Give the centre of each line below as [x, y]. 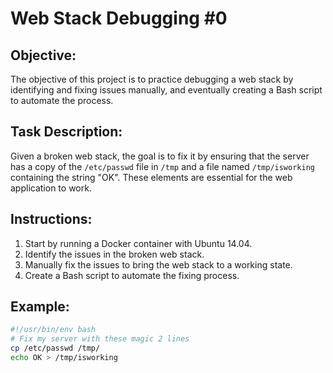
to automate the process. [62, 100]
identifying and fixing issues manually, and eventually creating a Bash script [166, 90]
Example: [40, 307]
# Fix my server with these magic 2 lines [100, 339]
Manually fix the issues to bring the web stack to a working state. [158, 264]
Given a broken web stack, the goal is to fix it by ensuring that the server [160, 156]
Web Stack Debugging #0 [119, 18]
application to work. [51, 188]
